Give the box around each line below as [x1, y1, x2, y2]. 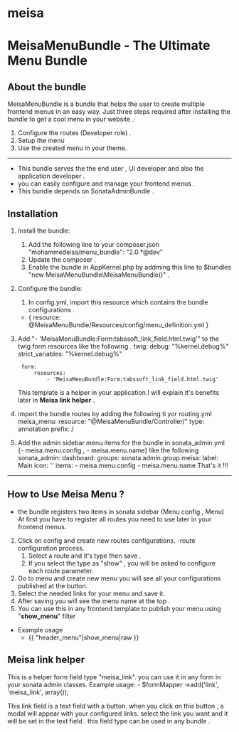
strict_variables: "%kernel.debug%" [17, 350, 122, 358]
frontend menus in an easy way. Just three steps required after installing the [7, 107, 231, 116]
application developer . [17, 172, 85, 181]
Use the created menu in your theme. [17, 144, 127, 152]
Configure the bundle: [17, 285, 83, 292]
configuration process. [17, 543, 85, 552]
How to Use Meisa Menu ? [7, 489, 124, 501]
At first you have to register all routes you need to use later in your [17, 514, 212, 524]
